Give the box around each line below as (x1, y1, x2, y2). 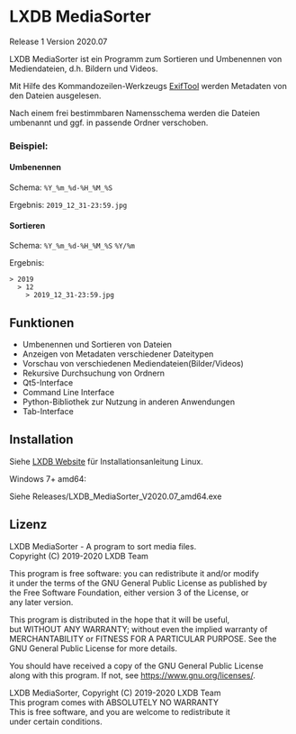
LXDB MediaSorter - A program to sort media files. (9, 540, 197, 551)
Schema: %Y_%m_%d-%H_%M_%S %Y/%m (9, 240, 135, 251)
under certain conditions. (9, 716, 103, 727)
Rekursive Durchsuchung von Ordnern (22, 367, 165, 379)
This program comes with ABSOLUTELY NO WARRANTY (9, 696, 219, 708)
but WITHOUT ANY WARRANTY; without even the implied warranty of (9, 623, 268, 634)
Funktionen (9, 315, 75, 331)
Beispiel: (9, 140, 49, 152)
